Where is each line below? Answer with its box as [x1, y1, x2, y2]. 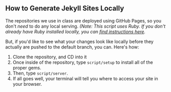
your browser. [12, 81, 42, 87]
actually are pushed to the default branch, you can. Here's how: [5, 43, 139, 50]
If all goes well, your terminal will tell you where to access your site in [12, 75, 158, 81]
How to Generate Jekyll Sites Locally [5, 4, 124, 13]
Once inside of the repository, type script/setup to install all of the [12, 59, 153, 65]
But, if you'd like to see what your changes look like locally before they [5, 38, 154, 44]
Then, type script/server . [12, 70, 68, 76]
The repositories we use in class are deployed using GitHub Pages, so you [5, 17, 162, 24]
